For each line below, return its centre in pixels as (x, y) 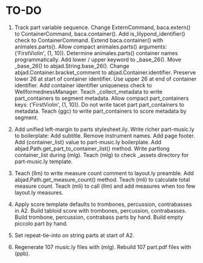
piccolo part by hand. (41, 223)
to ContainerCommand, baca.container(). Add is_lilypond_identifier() (100, 33)
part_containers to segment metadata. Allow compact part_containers (101, 98)
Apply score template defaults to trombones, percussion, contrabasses (103, 204)
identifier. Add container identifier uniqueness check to (83, 85)
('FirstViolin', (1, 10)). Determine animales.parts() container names (96, 53)
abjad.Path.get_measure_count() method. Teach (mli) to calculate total (102, 179)
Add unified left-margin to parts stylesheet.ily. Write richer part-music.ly (104, 129)
